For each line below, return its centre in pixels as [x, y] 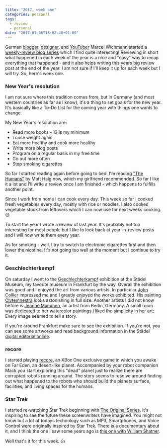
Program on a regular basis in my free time [56, 153]
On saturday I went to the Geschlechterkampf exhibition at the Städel [76, 279]
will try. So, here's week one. [35, 73]
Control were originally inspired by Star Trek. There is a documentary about [82, 426]
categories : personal [28, 14]
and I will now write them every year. [43, 235]
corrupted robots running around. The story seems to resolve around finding [83, 375]
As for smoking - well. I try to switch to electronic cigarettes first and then [81, 245]
